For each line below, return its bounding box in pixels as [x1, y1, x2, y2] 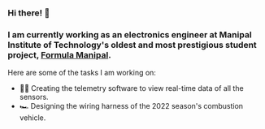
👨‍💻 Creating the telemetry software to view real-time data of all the [19, 84, 245, 93]
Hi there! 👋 [7, 7, 50, 19]
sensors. [19, 92, 50, 102]
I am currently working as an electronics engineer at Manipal [7, 28, 253, 40]
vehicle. [19, 113, 46, 123]
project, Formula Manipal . [7, 49, 111, 60]
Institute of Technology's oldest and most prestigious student [7, 39, 257, 50]
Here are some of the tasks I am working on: [7, 68, 156, 78]
